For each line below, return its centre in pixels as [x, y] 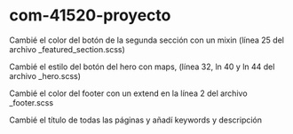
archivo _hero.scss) [45, 75]
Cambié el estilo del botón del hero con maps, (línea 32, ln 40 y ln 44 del [142, 67]
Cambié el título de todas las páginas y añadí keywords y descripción [136, 120]
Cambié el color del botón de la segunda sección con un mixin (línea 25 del [146, 40]
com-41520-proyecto [90, 16]
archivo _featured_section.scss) [67, 49]
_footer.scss [32, 102]
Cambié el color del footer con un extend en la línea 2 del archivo [128, 93]
